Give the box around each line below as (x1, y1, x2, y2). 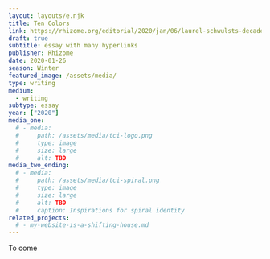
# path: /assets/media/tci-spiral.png (15, 176, 160, 185)
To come (8, 243, 38, 253)
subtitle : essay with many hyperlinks (8, 42, 138, 50)
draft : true (8, 34, 48, 43)
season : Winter (8, 64, 59, 72)
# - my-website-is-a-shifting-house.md (15, 221, 149, 229)
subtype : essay (8, 101, 59, 109)
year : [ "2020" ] (8, 109, 59, 117)
